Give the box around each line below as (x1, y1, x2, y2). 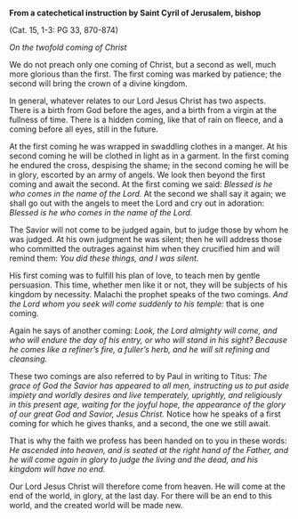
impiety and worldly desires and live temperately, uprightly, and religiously (9, 390, 283, 400)
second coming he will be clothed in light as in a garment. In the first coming (9, 150, 289, 161)
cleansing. (9, 353, 47, 364)
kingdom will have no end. (9, 464, 106, 474)
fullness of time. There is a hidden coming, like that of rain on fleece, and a (9, 115, 284, 125)
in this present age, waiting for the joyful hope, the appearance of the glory (9, 400, 286, 410)
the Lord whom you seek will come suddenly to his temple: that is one (9, 298, 265, 309)
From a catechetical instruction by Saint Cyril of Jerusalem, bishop (9, 8, 262, 18)
